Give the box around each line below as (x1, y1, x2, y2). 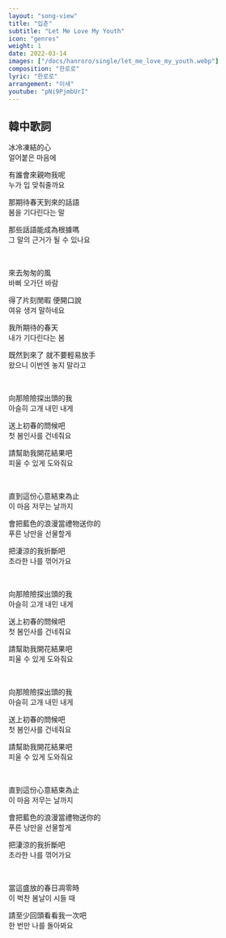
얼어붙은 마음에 (8, 153, 57, 162)
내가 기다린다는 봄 (8, 333, 65, 343)
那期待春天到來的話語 (8, 197, 79, 207)
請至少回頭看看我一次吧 (8, 910, 87, 920)
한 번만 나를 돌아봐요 (8, 921, 74, 931)
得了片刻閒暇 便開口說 (8, 296, 82, 305)
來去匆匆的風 (8, 268, 51, 278)
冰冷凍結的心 (8, 143, 51, 153)
